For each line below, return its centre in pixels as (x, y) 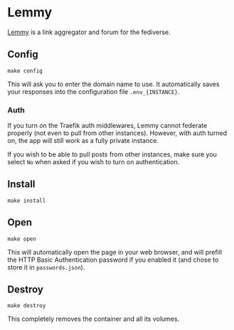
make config (25, 71)
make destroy (27, 306)
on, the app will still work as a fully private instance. (83, 141)
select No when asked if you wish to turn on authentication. (94, 162)
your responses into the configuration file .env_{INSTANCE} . (94, 91)
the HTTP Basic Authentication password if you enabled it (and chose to (113, 260)
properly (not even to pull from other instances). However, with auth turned (117, 133)
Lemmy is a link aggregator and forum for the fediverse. (89, 32)
